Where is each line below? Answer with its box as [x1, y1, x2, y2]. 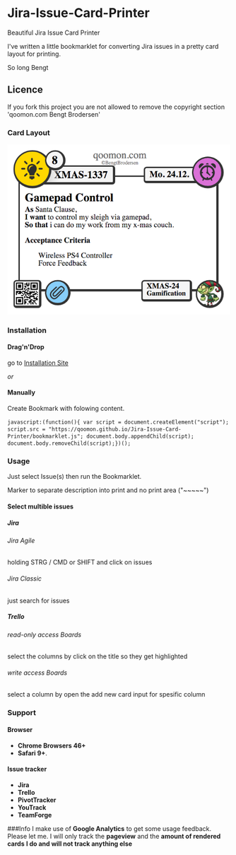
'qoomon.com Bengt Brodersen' [7, 110, 101, 118]
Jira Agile [7, 536, 35, 545]
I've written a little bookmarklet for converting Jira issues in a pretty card [7, 42, 219, 50]
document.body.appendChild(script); [85, 433, 194, 440]
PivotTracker [17, 796, 57, 804]
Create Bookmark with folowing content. [7, 405, 125, 413]
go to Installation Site [7, 359, 69, 367]
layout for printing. [7, 50, 61, 58]
